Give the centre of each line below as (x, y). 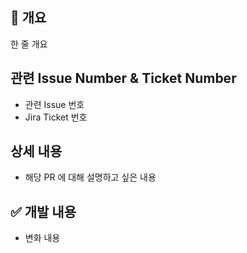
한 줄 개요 (29, 44)
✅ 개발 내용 (43, 211)
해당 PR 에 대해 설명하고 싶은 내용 (90, 177)
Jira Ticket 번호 (56, 117)
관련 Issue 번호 (54, 104)
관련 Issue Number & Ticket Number (123, 78)
